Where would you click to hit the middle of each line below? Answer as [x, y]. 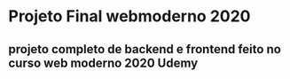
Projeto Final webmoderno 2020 [129, 16]
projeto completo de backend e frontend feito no [145, 49]
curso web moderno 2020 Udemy [103, 63]
